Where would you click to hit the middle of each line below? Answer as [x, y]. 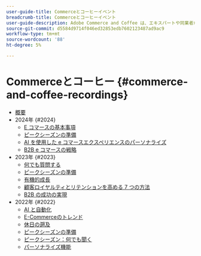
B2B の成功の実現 [45, 194]
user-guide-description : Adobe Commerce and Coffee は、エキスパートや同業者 [100, 23]
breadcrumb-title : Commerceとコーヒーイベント [61, 17]
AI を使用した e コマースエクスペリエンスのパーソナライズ [95, 142]
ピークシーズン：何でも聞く [58, 239]
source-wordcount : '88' [36, 39]
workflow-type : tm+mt [33, 34]
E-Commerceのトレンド [53, 217]
